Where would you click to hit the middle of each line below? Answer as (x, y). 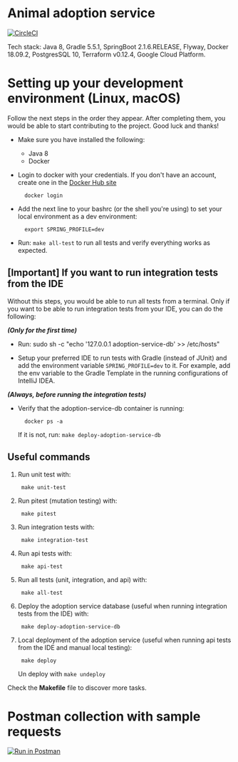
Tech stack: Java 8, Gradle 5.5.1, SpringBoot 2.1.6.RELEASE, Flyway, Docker (118, 46)
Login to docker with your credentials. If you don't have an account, (117, 175)
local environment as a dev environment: (77, 216)
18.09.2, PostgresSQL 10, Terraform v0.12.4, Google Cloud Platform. (107, 54)
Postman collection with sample (104, 716)
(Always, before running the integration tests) (77, 394)
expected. (32, 250)
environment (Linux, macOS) (94, 99)
